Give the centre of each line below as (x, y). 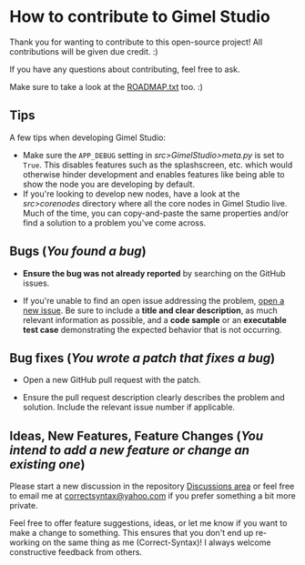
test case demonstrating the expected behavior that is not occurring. (152, 329)
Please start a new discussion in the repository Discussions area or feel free (152, 486)
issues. (36, 283)
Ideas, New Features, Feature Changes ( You (137, 435)
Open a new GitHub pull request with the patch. (112, 380)
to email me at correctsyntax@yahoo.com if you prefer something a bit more (152, 496)
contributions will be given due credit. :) (84, 51)
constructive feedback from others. (76, 552)
